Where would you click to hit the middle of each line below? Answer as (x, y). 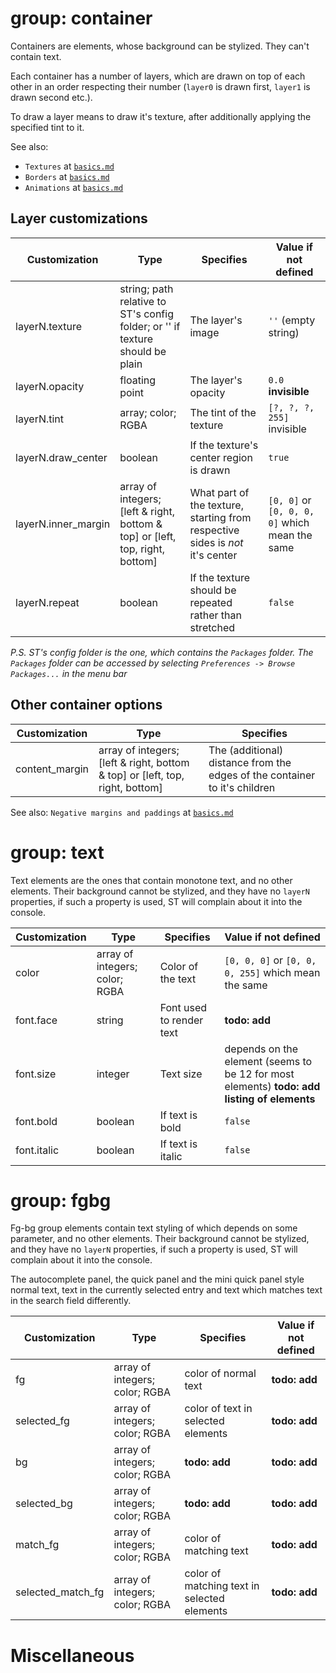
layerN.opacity (50, 386)
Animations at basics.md (74, 187)
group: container (81, 18)
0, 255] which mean (272, 972)
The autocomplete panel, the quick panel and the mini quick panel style (157, 1279)
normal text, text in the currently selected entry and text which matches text (166, 1290)
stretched (212, 627)
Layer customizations (79, 218)
